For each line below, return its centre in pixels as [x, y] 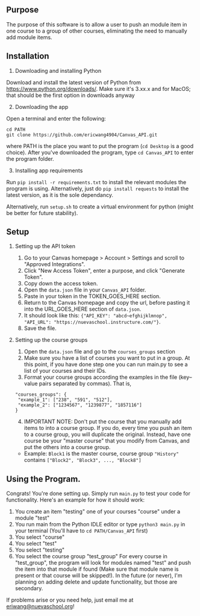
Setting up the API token [45, 246]
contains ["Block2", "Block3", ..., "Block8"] [83, 460]
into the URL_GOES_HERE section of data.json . [83, 309]
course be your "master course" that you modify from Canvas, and [107, 441]
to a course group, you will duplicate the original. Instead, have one [107, 434]
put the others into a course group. [67, 447]
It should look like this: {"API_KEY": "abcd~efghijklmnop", [95, 316]
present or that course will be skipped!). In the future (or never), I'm [98, 576]
